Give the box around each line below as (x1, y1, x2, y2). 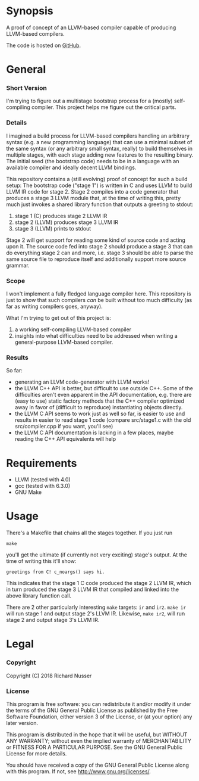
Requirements (6, 456, 77, 470)
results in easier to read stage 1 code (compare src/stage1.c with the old (14, 416, 191, 424)
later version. (6, 719, 39, 726)
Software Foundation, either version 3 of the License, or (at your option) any (6, 713, 192, 720)
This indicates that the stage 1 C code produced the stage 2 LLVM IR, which (6, 580, 192, 587)
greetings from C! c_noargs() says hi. (6, 569, 105, 575)
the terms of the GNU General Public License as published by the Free (6, 707, 178, 714)
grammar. (6, 262, 30, 269)
